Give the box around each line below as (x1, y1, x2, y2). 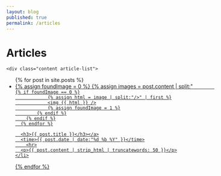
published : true (6, 14, 47, 20)
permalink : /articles (6, 20, 61, 26)
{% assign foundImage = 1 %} (47, 105, 120, 112)
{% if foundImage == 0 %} (14, 89, 80, 95)
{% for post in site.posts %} (14, 77, 84, 84)
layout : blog (6, 8, 39, 15)
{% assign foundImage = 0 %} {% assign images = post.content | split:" (14, 83, 193, 90)
